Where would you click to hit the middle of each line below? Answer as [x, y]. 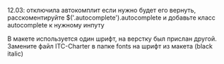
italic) [15, 53]
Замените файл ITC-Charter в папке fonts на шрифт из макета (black [110, 46]
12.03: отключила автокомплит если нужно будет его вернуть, [102, 10]
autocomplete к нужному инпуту [56, 25]
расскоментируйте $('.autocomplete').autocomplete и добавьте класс [111, 18]
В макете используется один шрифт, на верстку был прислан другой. [112, 39]
